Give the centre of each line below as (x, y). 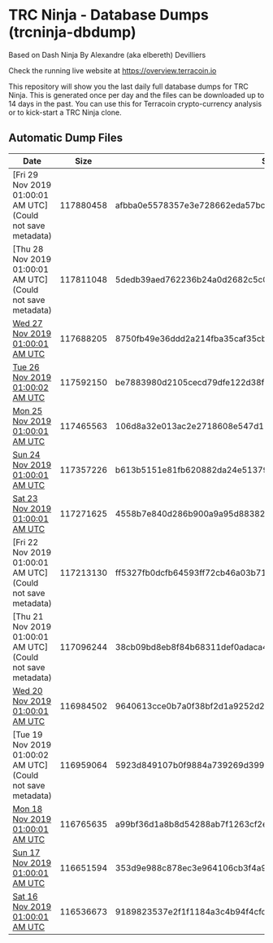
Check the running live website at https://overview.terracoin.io (113, 70)
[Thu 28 (28, 248)
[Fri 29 (26, 174)
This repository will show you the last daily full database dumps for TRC (129, 86)
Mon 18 (28, 809)
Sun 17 (26, 853)
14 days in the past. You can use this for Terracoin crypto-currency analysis (135, 103)
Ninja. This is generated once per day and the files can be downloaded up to (136, 94)
